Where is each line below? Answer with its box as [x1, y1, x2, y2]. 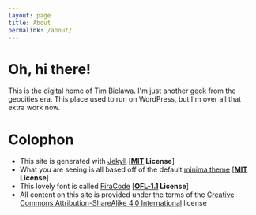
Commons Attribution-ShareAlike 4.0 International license [19, 198, 207, 208]
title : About [8, 19, 51, 27]
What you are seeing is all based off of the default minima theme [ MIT [19, 165, 248, 174]
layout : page [8, 11, 51, 20]
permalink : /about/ [8, 26, 73, 34]
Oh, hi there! [8, 60, 92, 78]
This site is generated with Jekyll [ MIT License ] [19, 157, 175, 166]
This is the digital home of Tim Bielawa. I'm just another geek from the [8, 86, 236, 95]
